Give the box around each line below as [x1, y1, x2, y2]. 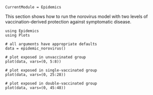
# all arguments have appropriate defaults [5, 41, 97, 46]
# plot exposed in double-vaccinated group [5, 81, 97, 86]
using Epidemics [5, 28, 39, 33]
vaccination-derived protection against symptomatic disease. [5, 19, 131, 24]
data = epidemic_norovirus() [5, 46, 66, 51]
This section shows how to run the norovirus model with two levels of [5, 13, 148, 19]
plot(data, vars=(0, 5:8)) [5, 59, 61, 64]
